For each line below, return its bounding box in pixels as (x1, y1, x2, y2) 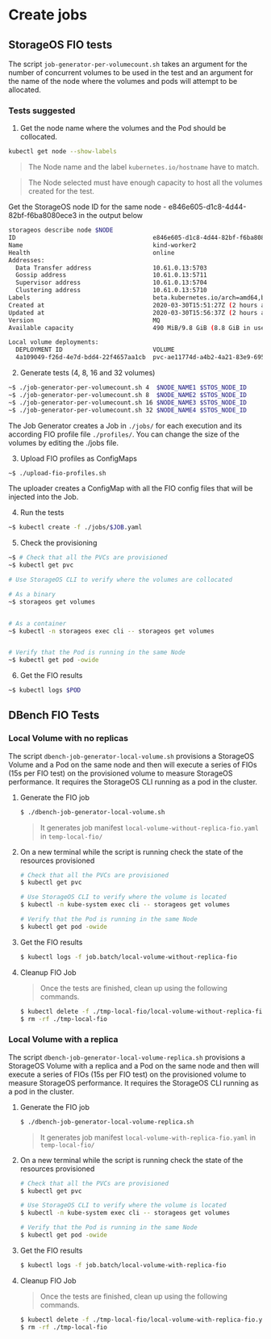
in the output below (78, 211, 144, 220)
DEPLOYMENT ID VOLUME (15, 345, 175, 354)
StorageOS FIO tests (8, 38, 113, 52)
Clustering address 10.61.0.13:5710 (15, 287, 207, 295)
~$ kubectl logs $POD (8, 686, 81, 695)
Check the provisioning (19, 538, 98, 548)
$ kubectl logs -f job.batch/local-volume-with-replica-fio (19, 1261, 227, 1269)
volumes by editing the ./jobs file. (8, 437, 119, 447)
